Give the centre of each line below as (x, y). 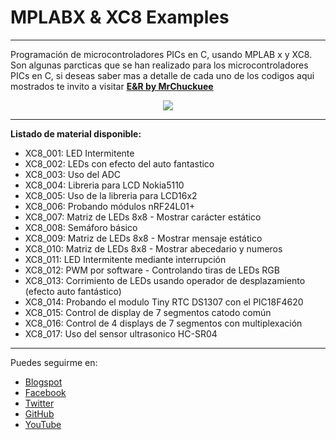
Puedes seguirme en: (54, 362)
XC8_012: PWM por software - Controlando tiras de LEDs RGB (152, 270)
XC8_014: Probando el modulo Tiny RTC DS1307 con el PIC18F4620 (164, 302)
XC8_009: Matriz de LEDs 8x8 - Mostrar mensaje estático (143, 238)
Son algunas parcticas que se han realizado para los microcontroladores (159, 65)
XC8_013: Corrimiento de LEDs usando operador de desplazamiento (165, 280)
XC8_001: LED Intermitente (79, 153)
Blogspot (43, 382)
